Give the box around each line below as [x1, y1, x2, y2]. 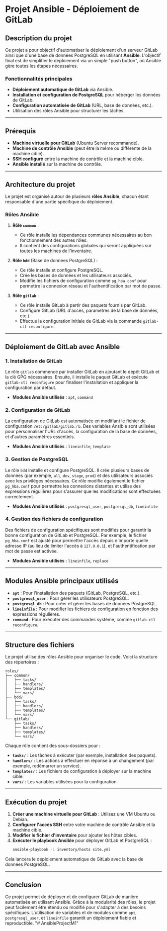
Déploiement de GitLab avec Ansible [5, 342, 120, 351]
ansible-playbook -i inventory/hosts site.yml [12, 847, 111, 852]
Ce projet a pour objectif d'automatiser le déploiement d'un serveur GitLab [5, 47, 158, 53]
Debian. [12, 817, 29, 823]
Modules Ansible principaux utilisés [5, 577, 119, 585]
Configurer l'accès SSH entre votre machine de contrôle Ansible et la [12, 822, 156, 828]
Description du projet [5, 34, 73, 42]
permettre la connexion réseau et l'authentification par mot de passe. [19, 283, 162, 289]
